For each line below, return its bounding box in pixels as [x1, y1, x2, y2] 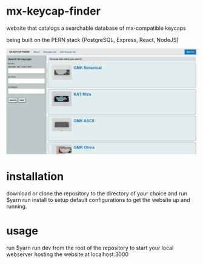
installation [6, 169, 64, 183]
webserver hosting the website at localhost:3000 [6, 251, 129, 258]
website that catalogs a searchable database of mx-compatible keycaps [6, 24, 186, 32]
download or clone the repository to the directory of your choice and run [6, 190, 188, 197]
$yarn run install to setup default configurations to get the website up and [6, 196, 190, 203]
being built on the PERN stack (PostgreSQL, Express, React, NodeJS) [6, 36, 179, 43]
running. [6, 203, 27, 210]
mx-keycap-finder [6, 4, 101, 18]
